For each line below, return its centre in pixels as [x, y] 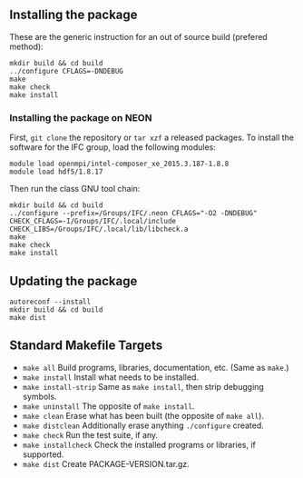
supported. [43, 454]
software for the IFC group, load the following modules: [112, 147]
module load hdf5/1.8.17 [56, 172]
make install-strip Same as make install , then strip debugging [143, 386]
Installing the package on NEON [81, 117]
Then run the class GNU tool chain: [75, 189]
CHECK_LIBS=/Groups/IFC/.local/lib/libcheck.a [99, 229]
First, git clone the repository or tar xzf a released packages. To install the [152, 138]
